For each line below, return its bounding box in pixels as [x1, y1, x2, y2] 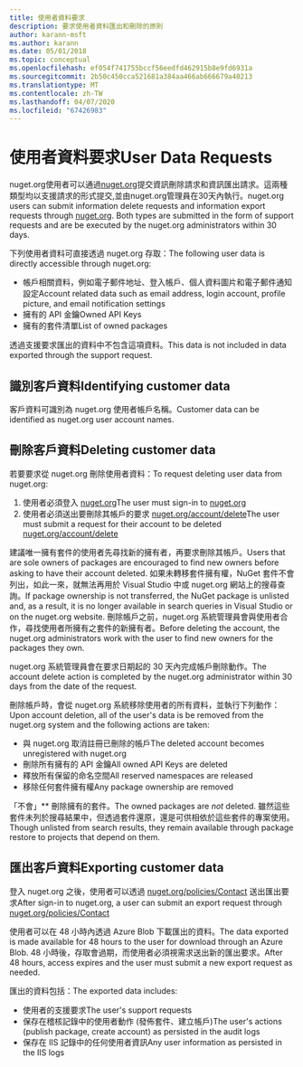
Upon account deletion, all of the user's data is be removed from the [9, 709, 264, 720]
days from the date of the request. [9, 680, 137, 692]
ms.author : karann [9, 38, 79, 48]
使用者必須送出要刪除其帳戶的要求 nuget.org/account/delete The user [22, 508, 280, 519]
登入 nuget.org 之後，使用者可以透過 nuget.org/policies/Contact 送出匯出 [9, 885, 282, 896]
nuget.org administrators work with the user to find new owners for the [9, 632, 274, 643]
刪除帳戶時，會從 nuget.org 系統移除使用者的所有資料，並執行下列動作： [9, 699, 280, 710]
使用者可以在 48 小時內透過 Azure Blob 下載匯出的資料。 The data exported [9, 926, 289, 937]
